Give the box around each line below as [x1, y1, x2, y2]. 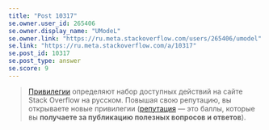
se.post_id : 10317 [8, 49, 70, 57]
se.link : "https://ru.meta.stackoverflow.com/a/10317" [8, 42, 197, 50]
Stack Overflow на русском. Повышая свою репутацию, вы [27, 94, 232, 105]
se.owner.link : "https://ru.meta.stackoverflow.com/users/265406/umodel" [8, 34, 263, 43]
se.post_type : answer [8, 57, 82, 65]
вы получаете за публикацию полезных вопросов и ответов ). [27, 112, 246, 122]
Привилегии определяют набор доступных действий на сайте [27, 86, 244, 96]
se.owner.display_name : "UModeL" [8, 27, 121, 35]
